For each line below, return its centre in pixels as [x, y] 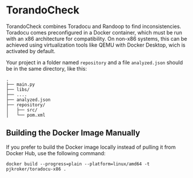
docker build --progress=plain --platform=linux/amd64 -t [78, 164]
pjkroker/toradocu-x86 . [36, 169]
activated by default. [31, 51]
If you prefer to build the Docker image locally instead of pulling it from [91, 147]
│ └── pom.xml [26, 115]
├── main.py [20, 84]
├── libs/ [18, 89]
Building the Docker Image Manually [73, 133]
